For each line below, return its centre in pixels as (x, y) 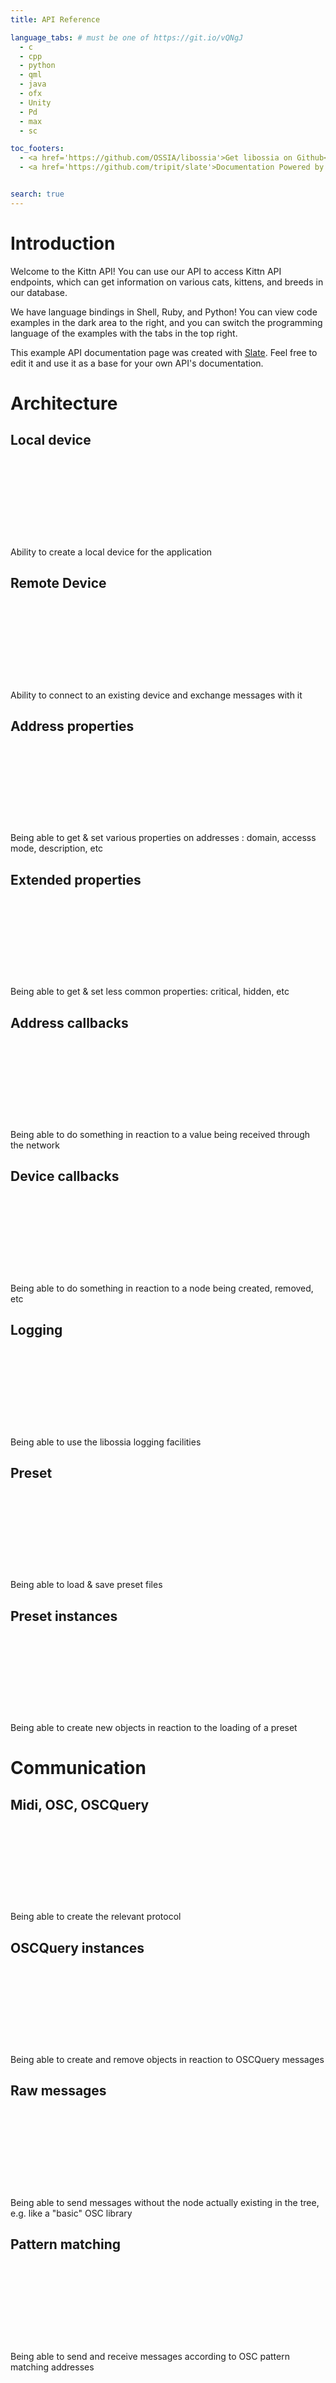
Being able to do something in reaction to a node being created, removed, (162, 1288)
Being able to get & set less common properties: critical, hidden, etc (150, 992)
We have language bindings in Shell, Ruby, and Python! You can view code (164, 312)
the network (35, 1145)
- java (33, 84)
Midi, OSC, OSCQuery (80, 1804)
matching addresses (52, 2367)
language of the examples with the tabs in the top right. (124, 333)
